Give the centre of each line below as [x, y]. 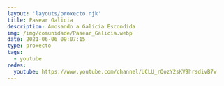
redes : [17, 65]
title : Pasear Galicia [40, 20]
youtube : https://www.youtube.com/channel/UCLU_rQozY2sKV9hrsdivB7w [115, 71]
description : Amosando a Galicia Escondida [72, 26]
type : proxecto [29, 46]
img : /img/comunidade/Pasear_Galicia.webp [70, 33]
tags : [15, 53]
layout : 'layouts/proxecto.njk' [54, 14]
